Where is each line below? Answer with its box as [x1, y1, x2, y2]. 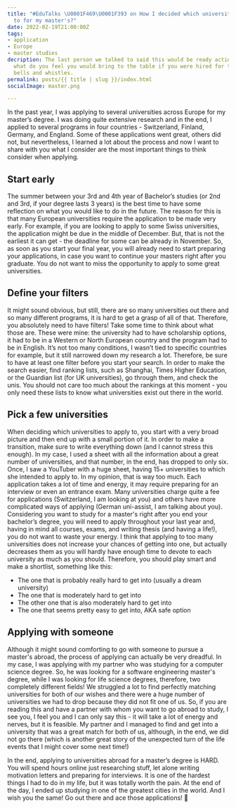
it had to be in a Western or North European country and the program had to [7, 335, 228, 344]
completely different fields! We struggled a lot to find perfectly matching [7, 682, 216, 691]
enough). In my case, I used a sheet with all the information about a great [7, 450, 219, 458]
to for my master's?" [13, 17, 77, 24]
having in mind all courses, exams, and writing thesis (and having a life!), [7, 524, 218, 533]
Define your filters [7, 287, 89, 299]
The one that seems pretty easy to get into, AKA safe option [17, 605, 191, 614]
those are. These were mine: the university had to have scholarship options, [7, 328, 227, 337]
